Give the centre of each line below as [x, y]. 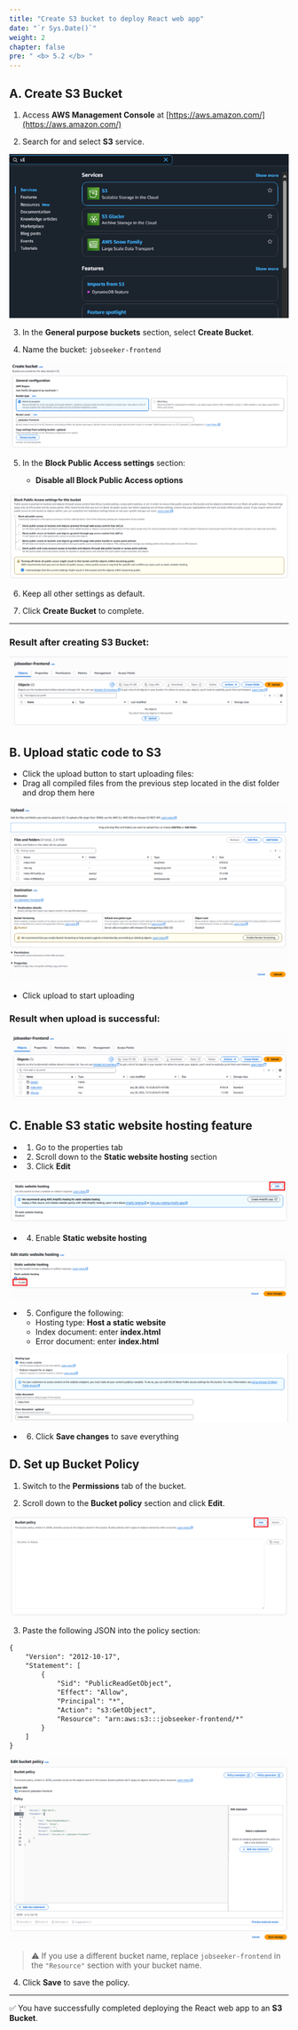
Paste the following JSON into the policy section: [111, 1631]
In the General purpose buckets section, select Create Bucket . [138, 332]
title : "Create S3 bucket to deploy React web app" [106, 19]
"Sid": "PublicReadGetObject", [114, 1684]
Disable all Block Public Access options [109, 479]
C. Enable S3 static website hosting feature [131, 1126]
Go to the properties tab [79, 1147]
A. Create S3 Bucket [66, 93]
